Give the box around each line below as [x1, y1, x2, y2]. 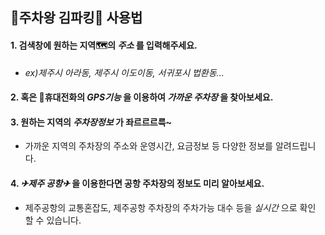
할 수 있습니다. [24, 214, 82, 226]
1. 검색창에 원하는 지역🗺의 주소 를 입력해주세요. [10, 39, 198, 51]
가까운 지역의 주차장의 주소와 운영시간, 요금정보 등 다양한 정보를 [24, 140, 273, 152]
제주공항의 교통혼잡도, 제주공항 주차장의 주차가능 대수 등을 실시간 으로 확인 [24, 201, 317, 213]
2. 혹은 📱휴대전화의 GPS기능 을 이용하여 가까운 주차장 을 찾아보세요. [10, 91, 274, 103]
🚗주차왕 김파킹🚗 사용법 [10, 9, 143, 27]
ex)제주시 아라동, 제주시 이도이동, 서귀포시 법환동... [24, 66, 225, 78]
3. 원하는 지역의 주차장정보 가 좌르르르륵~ [10, 116, 173, 128]
